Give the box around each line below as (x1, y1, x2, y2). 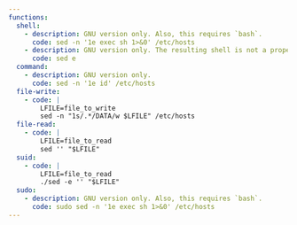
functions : (8, 12, 49, 22)
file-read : (16, 120, 57, 129)
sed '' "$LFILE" (40, 144, 100, 153)
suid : (16, 152, 37, 162)
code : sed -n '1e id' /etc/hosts (31, 79, 156, 88)
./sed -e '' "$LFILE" (40, 178, 121, 187)
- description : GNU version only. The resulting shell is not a (24, 46, 267, 55)
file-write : (16, 87, 61, 96)
